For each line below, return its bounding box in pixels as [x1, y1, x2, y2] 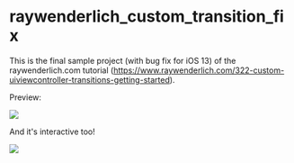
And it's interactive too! [9, 126, 96, 137]
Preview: [9, 92, 42, 103]
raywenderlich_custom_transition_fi [9, 6, 285, 27]
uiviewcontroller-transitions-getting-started [9, 74, 171, 85]
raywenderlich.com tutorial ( [9, 65, 114, 76]
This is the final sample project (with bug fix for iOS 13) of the [9, 55, 236, 66]
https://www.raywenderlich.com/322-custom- [113, 65, 285, 76]
